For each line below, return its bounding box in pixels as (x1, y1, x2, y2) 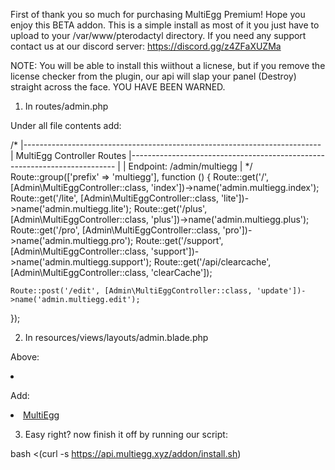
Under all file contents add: (10, 120, 122, 131)
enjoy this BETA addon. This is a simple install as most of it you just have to (10, 19, 320, 31)
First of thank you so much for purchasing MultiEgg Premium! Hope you (10, 9, 306, 20)
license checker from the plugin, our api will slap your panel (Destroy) (10, 70, 297, 82)
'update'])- (256, 286, 307, 296)
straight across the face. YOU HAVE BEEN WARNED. (10, 81, 226, 93)
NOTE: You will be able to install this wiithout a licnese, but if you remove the (10, 60, 326, 71)
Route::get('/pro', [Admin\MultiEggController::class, (10, 224, 221, 236)
